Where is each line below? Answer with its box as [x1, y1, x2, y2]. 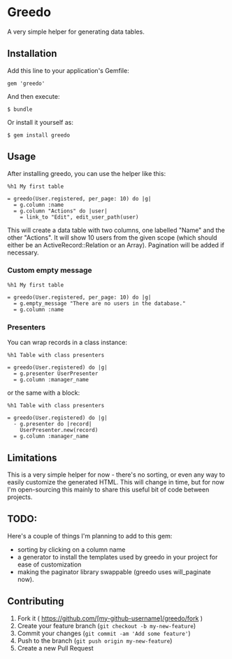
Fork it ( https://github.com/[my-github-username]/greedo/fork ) [17, 614, 203, 623]
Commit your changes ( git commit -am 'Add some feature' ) [17, 629, 191, 637]
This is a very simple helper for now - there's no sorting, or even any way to [7, 470, 226, 479]
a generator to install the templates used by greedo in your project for [17, 552, 218, 561]
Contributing [7, 595, 64, 607]
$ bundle [7, 106, 33, 113]
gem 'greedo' [7, 80, 45, 87]
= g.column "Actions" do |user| [13, 208, 108, 215]
